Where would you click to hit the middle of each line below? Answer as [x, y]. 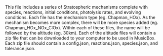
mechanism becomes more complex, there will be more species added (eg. [82, 22]
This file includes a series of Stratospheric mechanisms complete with [77, 7]
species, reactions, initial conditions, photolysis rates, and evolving [73, 12]
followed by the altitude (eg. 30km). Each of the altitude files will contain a [81, 33]
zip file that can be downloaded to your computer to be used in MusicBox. [80, 38]
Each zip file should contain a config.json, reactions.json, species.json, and [81, 43]
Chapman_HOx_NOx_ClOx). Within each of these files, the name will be [78, 28]
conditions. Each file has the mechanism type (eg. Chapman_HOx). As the [80, 17]
